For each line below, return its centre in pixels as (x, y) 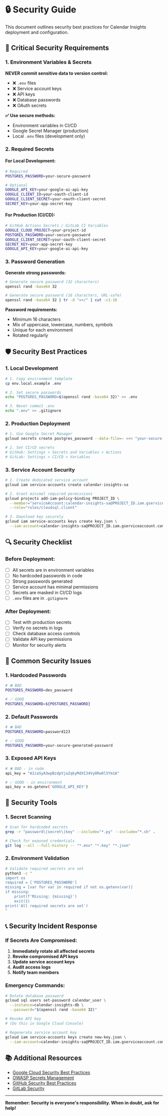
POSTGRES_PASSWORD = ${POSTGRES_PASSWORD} (48, 704)
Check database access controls (46, 634)
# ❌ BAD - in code (24, 768)
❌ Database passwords (36, 100)
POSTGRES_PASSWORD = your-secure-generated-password (59, 745)
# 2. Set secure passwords (33, 392)
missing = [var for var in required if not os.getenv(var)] (69, 887)
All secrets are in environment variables (53, 570)
